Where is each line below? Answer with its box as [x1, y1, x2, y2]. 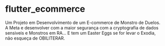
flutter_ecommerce [5, 3, 85, 15]
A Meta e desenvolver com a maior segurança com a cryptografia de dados [5, 24, 159, 30]
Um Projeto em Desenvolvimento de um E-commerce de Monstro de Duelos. [5, 20, 161, 25]
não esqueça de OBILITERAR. [5, 35, 66, 41]
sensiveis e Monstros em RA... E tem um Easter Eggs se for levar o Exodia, [5, 30, 156, 36]
